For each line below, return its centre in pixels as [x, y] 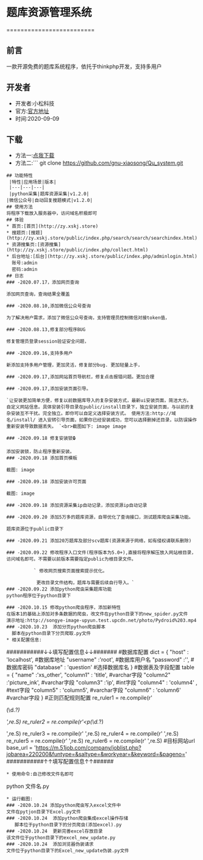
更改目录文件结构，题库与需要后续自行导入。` [85, 583]
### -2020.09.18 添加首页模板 [42, 458]
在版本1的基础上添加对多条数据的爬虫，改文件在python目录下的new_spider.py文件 [97, 614]
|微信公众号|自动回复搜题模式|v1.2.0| [50, 201]
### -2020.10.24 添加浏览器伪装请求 [50, 844]
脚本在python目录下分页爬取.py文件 [52, 634]
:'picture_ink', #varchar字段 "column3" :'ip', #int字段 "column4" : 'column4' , [102, 683]
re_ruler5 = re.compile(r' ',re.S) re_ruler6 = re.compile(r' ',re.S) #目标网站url [101, 741]
